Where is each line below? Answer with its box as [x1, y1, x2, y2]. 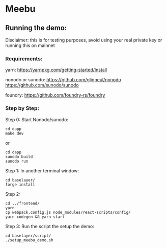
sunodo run [5, 159, 29, 164]
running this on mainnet [5, 42, 55, 49]
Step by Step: [5, 105, 40, 112]
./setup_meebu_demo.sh [5, 237, 53, 243]
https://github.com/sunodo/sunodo [5, 82, 79, 88]
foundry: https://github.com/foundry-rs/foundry [5, 92, 105, 98]
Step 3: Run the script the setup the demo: [5, 223, 94, 229]
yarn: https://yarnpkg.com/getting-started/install [5, 67, 107, 73]
